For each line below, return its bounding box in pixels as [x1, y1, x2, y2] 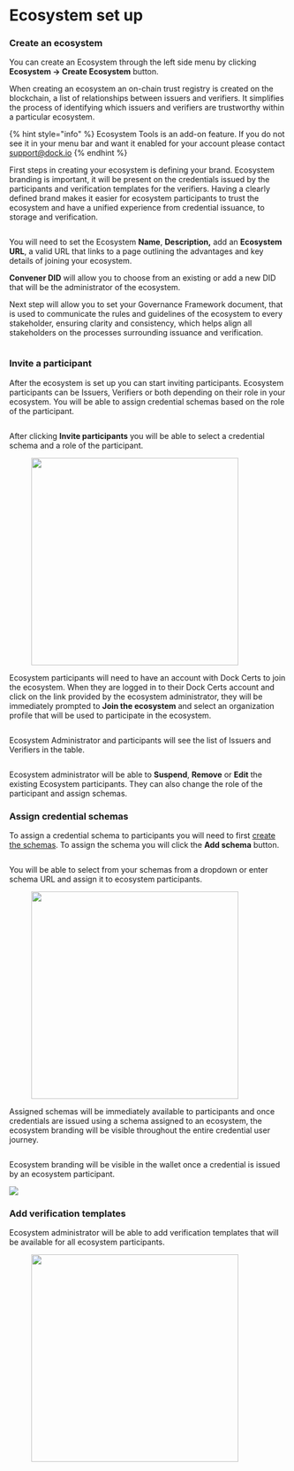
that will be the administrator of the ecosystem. [9, 282, 181, 293]
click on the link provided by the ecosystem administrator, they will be [9, 691, 263, 702]
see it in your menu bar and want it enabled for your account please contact [9, 138, 285, 149]
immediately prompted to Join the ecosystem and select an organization [9, 700, 275, 711]
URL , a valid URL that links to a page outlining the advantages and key [9, 246, 264, 257]
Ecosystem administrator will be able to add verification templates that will [9, 1228, 280, 1238]
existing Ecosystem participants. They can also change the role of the [9, 778, 263, 789]
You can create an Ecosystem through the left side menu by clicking [9, 57, 257, 67]
